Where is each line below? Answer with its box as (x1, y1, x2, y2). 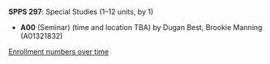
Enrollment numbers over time (8, 47, 109, 56)
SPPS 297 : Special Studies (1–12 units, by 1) (8, 7, 154, 16)
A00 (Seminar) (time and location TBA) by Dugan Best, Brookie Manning (19, 23, 263, 32)
